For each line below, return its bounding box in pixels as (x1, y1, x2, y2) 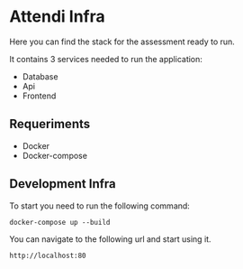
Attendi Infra (9, 6, 105, 27)
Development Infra (9, 176, 117, 191)
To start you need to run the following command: (9, 200, 191, 211)
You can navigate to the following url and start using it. (9, 233, 211, 245)
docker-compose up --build (9, 218, 111, 227)
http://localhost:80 (9, 251, 87, 260)
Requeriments (9, 116, 91, 132)
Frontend (22, 90, 57, 101)
